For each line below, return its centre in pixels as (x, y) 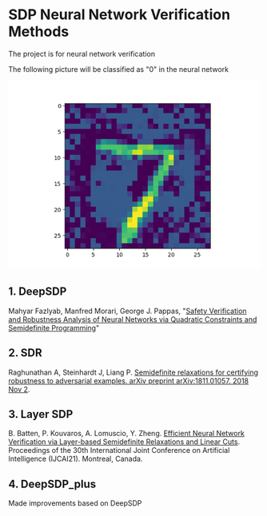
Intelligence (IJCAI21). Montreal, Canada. (76, 459)
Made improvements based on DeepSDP (75, 503)
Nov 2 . (19, 389)
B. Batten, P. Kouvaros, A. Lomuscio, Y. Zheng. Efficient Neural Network (127, 434)
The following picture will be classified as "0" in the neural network (119, 69)
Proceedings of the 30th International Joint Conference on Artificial (119, 451)
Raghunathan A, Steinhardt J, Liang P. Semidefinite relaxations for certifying (133, 372)
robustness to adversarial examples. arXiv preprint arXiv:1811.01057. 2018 (129, 380)
